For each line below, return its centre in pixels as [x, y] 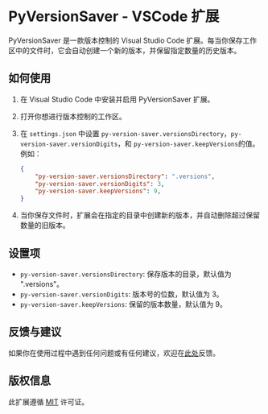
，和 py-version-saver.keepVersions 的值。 [189, 143]
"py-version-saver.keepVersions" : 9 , [98, 191]
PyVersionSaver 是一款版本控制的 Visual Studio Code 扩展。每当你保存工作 [133, 40]
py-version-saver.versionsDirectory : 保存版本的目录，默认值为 [126, 274]
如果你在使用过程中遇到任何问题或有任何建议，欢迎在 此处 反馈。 [114, 353]
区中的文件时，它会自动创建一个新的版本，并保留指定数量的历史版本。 [125, 50]
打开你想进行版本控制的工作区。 [73, 116]
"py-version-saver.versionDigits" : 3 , [100, 184]
